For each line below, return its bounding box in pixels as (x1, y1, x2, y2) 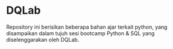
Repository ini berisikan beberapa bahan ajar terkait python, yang (6, 23, 168, 30)
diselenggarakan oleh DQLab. (6, 36, 80, 43)
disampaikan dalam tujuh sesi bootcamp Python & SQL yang (6, 29, 155, 36)
